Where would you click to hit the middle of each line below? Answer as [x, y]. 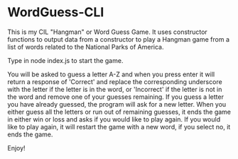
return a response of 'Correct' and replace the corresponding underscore [115, 81]
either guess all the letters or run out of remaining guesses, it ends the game [119, 112]
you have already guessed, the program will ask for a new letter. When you [117, 104]
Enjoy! [17, 148]
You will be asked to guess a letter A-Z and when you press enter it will [111, 74]
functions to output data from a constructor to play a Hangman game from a [118, 39]
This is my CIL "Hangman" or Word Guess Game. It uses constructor [107, 32]
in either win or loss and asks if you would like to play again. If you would [114, 119]
